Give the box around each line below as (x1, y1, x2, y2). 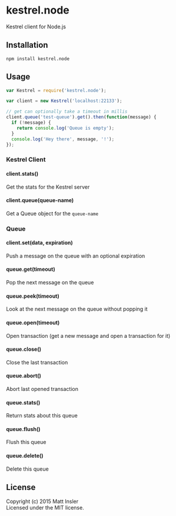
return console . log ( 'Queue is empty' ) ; (16, 125, 115, 131)
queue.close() (6, 346, 41, 353)
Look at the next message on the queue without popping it (6, 305, 148, 313)
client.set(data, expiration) (6, 239, 73, 247)
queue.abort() (6, 372, 41, 379)
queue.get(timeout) (6, 266, 55, 273)
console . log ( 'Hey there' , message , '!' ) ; (11, 136, 115, 142)
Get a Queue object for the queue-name (6, 210, 99, 217)
